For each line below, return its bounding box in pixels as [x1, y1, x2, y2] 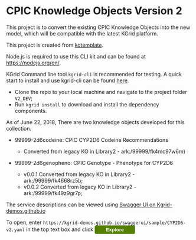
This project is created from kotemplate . [6, 41, 104, 48]
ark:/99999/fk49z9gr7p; [23, 189, 83, 196]
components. [14, 107, 47, 114]
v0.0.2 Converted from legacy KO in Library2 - [23, 183, 137, 190]
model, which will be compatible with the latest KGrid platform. [6, 30, 158, 37]
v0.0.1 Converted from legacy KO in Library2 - [23, 170, 135, 178]
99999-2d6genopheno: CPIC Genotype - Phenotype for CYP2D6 [14, 159, 173, 166]
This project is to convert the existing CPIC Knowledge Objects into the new [6, 24, 191, 31]
